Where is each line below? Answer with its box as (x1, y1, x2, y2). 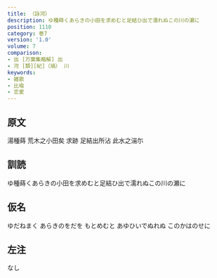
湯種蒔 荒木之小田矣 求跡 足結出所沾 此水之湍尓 (7, 136, 144, 145)
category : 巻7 (7, 29, 48, 37)
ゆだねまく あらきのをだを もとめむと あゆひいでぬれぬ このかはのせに (7, 221, 211, 230)
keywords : (7, 69, 37, 76)
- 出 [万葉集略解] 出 (7, 56, 63, 63)
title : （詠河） (7, 10, 51, 18)
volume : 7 (7, 43, 37, 50)
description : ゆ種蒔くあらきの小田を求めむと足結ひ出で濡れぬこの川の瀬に (7, 17, 200, 24)
